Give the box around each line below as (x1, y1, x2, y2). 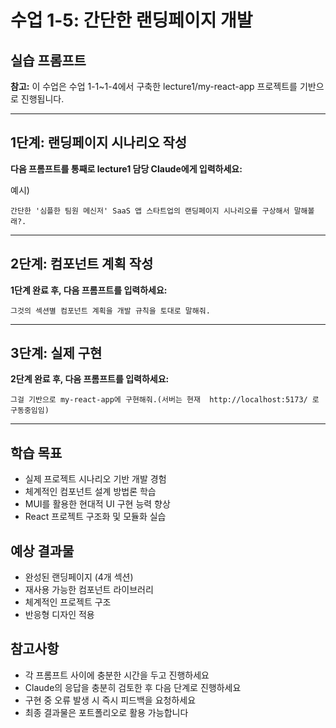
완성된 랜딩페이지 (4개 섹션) (24, 571, 134, 583)
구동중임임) (10, 406, 50, 416)
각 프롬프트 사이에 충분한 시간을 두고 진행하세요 (24, 669, 210, 681)
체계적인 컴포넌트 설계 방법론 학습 (24, 486, 157, 498)
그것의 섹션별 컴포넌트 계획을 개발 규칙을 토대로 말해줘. (10, 306, 211, 316)
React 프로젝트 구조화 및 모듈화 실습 (24, 511, 167, 523)
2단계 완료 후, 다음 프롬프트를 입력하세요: (10, 373, 170, 385)
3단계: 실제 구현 (10, 345, 103, 362)
